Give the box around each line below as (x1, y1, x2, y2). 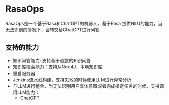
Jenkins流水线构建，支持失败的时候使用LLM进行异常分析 (12, 77, 132, 83)
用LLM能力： (12, 89, 40, 95)
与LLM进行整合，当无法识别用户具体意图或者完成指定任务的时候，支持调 (12, 83, 164, 89)
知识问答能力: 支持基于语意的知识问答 (12, 57, 91, 63)
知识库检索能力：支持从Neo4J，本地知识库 (12, 64, 103, 70)
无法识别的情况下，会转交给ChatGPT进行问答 (5, 26, 100, 33)
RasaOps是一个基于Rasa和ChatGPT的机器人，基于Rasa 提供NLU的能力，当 (5, 20, 163, 26)
